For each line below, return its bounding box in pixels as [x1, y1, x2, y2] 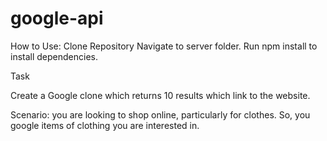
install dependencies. [10, 50, 98, 62]
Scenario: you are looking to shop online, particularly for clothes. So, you [10, 108, 311, 121]
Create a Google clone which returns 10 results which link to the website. [10, 89, 311, 101]
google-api [10, 7, 104, 30]
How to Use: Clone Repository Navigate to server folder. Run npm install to [10, 40, 318, 52]
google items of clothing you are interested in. [10, 119, 200, 131]
